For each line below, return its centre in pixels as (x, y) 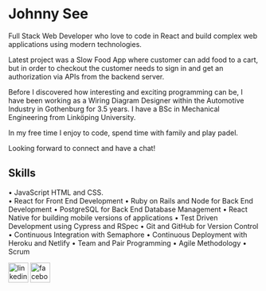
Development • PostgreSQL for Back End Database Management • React (128, 209)
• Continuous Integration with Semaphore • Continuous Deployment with (128, 235)
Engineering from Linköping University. (72, 117)
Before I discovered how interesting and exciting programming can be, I (125, 91)
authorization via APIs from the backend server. (86, 76)
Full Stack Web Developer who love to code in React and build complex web (133, 36)
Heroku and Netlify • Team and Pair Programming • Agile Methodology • (127, 242)
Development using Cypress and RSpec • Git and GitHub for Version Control (133, 226)
